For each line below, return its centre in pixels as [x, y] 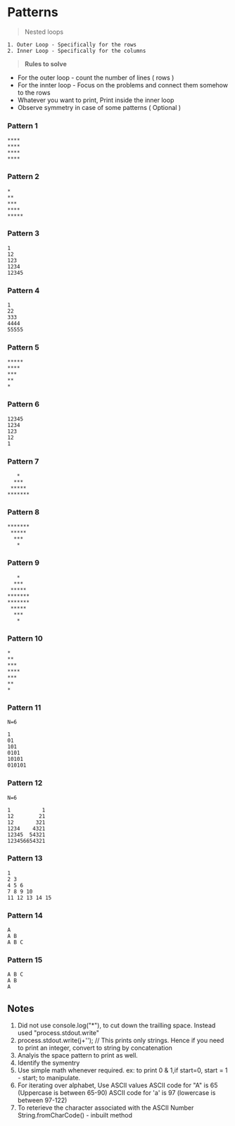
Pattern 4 [24, 290]
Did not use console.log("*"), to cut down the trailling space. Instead [116, 1025]
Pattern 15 [25, 960]
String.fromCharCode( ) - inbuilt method [75, 1115]
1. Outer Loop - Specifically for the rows [72, 44]
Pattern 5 [24, 347]
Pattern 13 [25, 858]
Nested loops [44, 32]
